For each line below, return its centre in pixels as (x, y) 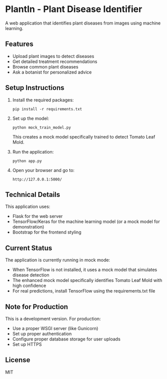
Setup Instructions (35, 88)
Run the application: (33, 151)
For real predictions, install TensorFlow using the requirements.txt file (84, 291)
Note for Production (37, 307)
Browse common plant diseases (45, 66)
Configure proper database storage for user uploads (66, 339)
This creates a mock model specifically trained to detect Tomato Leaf (84, 136)
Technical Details (33, 194)
